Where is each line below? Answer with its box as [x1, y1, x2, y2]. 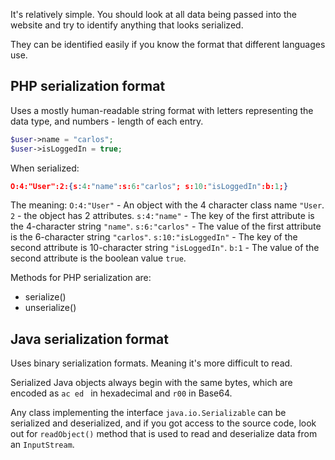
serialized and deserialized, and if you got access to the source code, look [10, 417, 317, 429]
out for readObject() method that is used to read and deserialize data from [10, 428, 318, 440]
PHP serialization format [10, 78, 166, 95]
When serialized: [10, 162, 80, 174]
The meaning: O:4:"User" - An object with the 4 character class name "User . [10, 199, 325, 211]
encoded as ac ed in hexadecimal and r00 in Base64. [10, 387, 233, 399]
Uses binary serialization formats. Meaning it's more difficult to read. [10, 357, 293, 369]
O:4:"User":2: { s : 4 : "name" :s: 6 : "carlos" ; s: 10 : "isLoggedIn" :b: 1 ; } [10, 181, 289, 191]
